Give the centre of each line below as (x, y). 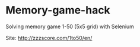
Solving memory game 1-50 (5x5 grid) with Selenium (70, 26)
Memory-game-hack (58, 10)
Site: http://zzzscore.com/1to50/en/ (49, 38)
